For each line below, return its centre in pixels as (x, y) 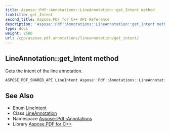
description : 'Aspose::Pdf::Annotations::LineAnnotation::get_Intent (80, 24)
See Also (19, 96)
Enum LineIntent (30, 108)
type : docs (17, 29)
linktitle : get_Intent (29, 15)
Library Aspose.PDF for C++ (42, 124)
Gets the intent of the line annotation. (44, 71)
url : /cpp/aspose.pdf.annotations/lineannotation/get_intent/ (72, 38)
